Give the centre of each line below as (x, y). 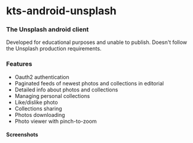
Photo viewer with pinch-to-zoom (56, 121)
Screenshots (22, 135)
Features (19, 64)
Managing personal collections (52, 96)
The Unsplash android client (47, 30)
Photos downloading (40, 115)
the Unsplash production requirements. (54, 49)
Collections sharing (38, 109)
